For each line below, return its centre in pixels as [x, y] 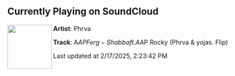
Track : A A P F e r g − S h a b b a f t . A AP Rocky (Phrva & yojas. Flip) [141, 42]
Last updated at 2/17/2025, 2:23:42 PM [110, 56]
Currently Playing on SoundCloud [83, 12]
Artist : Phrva [72, 28]
